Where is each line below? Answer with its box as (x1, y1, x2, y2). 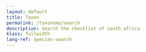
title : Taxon (6, 14, 40, 20)
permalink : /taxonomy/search (6, 20, 80, 26)
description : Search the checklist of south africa (6, 25, 140, 32)
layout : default (6, 8, 47, 15)
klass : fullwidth (6, 31, 50, 37)
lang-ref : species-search (6, 36, 72, 42)
